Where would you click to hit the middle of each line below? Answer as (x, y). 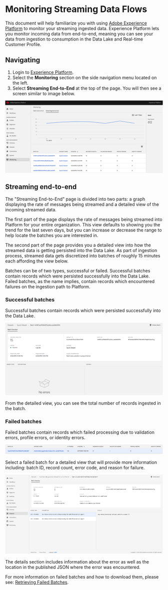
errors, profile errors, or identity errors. (45, 438)
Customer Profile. (23, 44)
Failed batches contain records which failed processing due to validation (80, 432)
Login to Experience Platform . (43, 72)
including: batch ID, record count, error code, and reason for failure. (75, 468)
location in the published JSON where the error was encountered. (73, 567)
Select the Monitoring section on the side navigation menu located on (84, 77)
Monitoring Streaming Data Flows (76, 9)
